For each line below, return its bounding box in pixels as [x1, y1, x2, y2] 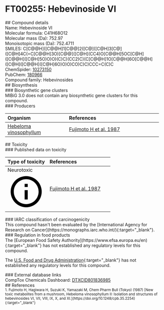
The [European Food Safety [5, 238, 61, 243]
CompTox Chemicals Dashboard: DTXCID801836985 [5, 277, 111, 283]
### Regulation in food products [5, 232, 70, 238]
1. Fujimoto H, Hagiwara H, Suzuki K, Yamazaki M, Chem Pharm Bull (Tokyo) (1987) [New [5, 287, 154, 292]
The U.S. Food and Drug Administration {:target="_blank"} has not [5, 257, 137, 263]
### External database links [5, 272, 61, 278]
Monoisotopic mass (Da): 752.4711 [5, 40, 74, 46]
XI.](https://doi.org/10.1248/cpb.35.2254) [66, 296, 136, 301]
